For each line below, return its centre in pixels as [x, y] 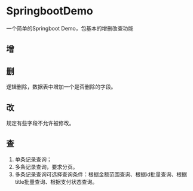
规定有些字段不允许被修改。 [40, 123]
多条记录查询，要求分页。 [46, 166]
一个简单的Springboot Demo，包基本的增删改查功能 [70, 28]
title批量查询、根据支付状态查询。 [56, 181]
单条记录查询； [33, 159]
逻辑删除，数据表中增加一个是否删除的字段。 [61, 87]
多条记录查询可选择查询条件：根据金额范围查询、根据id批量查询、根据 [101, 174]
